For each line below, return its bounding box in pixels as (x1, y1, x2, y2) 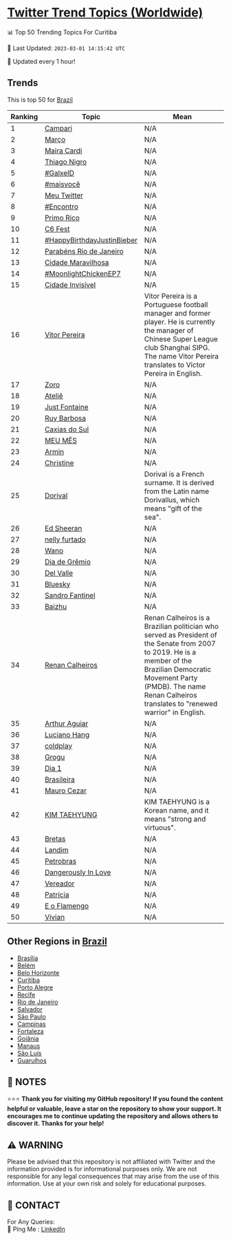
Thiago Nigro (44, 157, 87, 167)
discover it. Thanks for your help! (7, 1120, 104, 1128)
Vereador (44, 879, 75, 888)
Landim (44, 845, 69, 855)
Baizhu (44, 601, 67, 611)
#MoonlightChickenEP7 (44, 268, 122, 278)
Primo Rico (44, 213, 80, 222)
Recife (16, 990, 36, 998)
